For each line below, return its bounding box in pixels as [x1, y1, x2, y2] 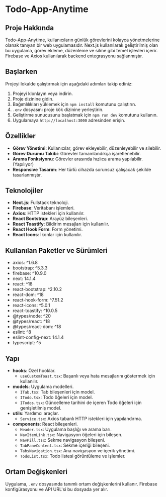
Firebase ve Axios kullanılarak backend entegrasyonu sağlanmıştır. [5, 53, 143, 59]
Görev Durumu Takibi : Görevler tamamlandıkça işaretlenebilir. [12, 150, 141, 156]
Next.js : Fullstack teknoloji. [12, 200, 69, 206]
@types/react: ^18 [12, 318, 50, 325]
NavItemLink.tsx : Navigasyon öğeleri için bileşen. [20, 432, 123, 438]
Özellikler [5, 132, 36, 140]
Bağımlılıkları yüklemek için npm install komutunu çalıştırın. [12, 101, 137, 107]
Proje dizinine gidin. [12, 95, 54, 102]
